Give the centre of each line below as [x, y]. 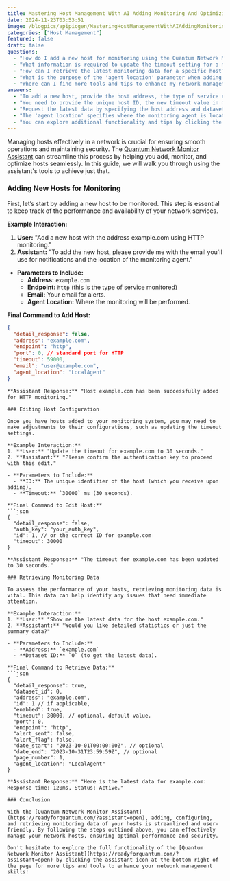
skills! [18, 872]
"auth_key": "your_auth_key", [56, 529]
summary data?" [29, 631]
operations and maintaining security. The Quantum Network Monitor [103, 149]
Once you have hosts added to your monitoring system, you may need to [111, 421]
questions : [23, 52]
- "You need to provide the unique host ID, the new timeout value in [116, 103]
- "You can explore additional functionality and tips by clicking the [118, 122]
